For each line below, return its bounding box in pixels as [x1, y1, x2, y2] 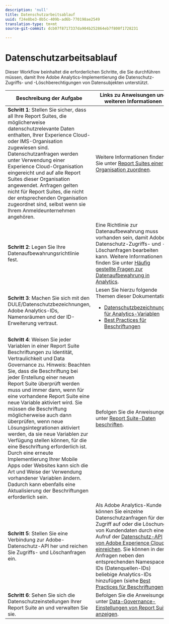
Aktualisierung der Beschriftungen [8, 487, 89, 494]
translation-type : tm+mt [5, 21, 57, 27]
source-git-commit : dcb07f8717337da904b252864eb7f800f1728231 [5, 26, 138, 31]
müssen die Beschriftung [8, 405, 67, 412]
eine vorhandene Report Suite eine [8, 393, 90, 400]
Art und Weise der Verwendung [8, 468, 82, 475]
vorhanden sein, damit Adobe [95, 234, 165, 241]
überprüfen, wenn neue [8, 418, 63, 425]
